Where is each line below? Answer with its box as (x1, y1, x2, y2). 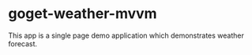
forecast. (8, 38, 38, 48)
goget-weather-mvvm (8, 5, 157, 23)
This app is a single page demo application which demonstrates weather (8, 31, 245, 40)
